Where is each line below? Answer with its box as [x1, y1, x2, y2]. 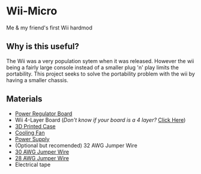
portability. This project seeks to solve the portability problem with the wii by [6, 70, 195, 77]
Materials [6, 94, 43, 104]
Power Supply [14, 135, 50, 142]
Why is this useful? [6, 41, 80, 52]
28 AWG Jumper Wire [14, 154, 69, 161]
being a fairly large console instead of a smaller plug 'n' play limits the [6, 64, 179, 71]
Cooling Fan [14, 129, 45, 136]
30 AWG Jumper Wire [14, 148, 70, 155]
